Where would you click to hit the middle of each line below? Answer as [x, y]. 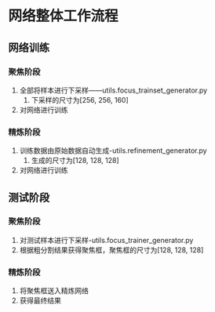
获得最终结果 [40, 301]
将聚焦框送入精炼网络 [54, 291]
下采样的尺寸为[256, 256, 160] [80, 100]
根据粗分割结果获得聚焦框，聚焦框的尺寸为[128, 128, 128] [111, 250]
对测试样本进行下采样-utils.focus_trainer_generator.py [106, 240]
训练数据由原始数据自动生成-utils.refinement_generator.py [113, 151]
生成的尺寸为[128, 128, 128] [75, 161]
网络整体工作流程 [64, 16]
